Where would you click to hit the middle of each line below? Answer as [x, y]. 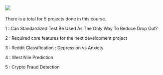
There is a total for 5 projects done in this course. [56, 19]
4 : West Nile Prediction [29, 57]
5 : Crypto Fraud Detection [32, 67]
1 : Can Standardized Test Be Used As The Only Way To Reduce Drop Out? [81, 28]
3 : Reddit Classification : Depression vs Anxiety [54, 48]
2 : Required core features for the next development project [66, 38]
